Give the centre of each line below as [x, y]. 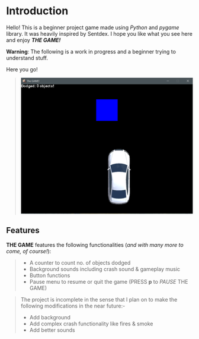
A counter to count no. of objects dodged [80, 262]
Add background [50, 317]
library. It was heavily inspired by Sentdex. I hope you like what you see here [99, 33]
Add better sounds [52, 330]
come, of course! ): [29, 251]
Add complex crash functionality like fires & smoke [91, 324]
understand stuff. [27, 58]
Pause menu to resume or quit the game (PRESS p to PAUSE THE [109, 281]
